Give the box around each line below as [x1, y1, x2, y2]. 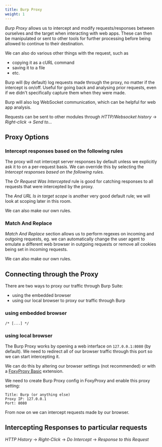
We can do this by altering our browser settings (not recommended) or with [5, 363, 156, 369]
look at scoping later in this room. [5, 198, 72, 204]
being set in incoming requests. [5, 247, 68, 253]
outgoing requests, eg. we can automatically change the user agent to [5, 236, 145, 242]
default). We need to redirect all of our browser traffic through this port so [5, 348, 153, 354]
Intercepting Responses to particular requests [5, 424, 147, 432]
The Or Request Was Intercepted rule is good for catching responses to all [5, 178, 154, 184]
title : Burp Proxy [5, 7, 42, 12]
